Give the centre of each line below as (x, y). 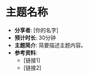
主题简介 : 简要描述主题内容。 (50, 45)
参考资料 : (26, 52)
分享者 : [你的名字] (36, 30)
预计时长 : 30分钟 (35, 37)
